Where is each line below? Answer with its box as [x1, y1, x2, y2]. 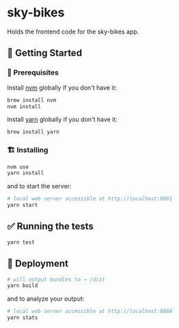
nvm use [7, 163, 29, 171]
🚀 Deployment [7, 258, 68, 270]
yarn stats [7, 314, 38, 321]
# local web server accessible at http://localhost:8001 [7, 195, 173, 203]
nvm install [7, 103, 41, 110]
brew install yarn [7, 129, 59, 136]
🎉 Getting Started [7, 47, 83, 59]
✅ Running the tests [7, 220, 94, 232]
